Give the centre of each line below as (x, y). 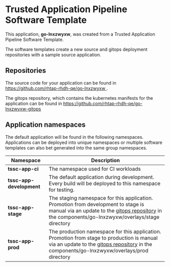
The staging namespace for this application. (101, 198)
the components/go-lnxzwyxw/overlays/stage (104, 217)
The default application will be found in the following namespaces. (74, 137)
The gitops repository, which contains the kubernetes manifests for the (79, 98)
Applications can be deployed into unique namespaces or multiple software (84, 142)
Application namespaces (46, 125)
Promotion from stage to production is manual (103, 238)
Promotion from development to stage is (96, 204)
